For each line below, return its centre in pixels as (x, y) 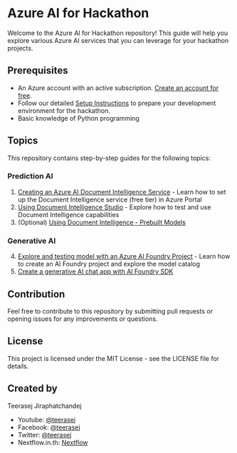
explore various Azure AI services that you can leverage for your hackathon (118, 40)
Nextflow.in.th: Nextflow (53, 442)
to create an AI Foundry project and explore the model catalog (109, 264)
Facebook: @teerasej (49, 427)
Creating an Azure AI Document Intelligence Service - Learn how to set (122, 191)
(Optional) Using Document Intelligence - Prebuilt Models (102, 222)
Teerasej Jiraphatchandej (44, 406)
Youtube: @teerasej (47, 419)
